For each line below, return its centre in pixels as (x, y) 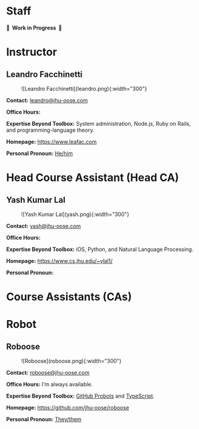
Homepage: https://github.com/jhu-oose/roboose (68, 408)
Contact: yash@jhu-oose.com (43, 226)
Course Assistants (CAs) (69, 297)
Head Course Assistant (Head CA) (93, 178)
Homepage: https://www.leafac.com (52, 141)
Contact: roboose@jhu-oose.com (48, 373)
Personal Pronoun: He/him (40, 153)
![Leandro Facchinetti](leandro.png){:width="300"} (84, 88)
